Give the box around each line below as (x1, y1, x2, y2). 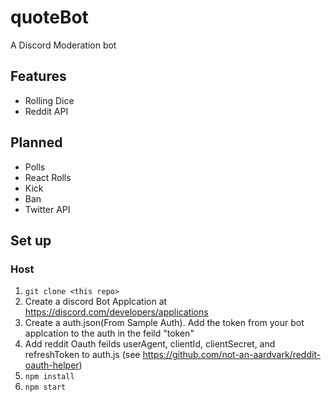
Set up (10, 232, 52, 249)
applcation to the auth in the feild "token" (24, 327, 195, 340)
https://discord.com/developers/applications (24, 306, 209, 318)
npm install (24, 372, 75, 382)
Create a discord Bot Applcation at (24, 296, 168, 308)
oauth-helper (24, 359, 80, 371)
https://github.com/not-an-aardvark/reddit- (142, 349, 322, 361)
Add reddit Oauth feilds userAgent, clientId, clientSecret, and (24, 338, 276, 350)
